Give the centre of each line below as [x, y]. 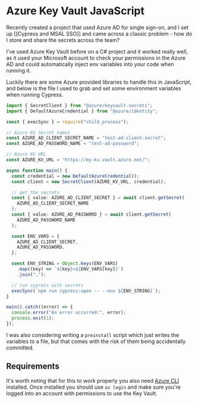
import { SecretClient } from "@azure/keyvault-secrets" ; [79, 105]
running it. [19, 70]
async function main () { [37, 171]
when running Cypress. [35, 95]
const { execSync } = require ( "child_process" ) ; [67, 122]
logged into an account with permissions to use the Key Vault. [82, 393]
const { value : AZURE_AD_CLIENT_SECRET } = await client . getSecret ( [98, 198]
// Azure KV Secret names [38, 133]
